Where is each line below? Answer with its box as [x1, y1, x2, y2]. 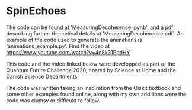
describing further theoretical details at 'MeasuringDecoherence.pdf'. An [6, 30, 184, 37]
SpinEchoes [6, 4, 66, 18]
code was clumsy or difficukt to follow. [6, 96, 101, 104]
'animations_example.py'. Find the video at [6, 43, 110, 50]
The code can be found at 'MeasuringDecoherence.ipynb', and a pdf [6, 24, 174, 31]
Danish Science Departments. [6, 73, 79, 80]
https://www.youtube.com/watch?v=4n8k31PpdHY [6, 48, 130, 56]
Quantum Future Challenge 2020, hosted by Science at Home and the [6, 66, 177, 73]
